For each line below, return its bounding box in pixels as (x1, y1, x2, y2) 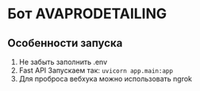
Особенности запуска (7, 36, 123, 50)
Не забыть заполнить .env (18, 57, 108, 66)
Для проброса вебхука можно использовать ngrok (18, 74, 192, 83)
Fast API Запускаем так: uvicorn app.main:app (18, 66, 174, 75)
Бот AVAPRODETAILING (7, 5, 167, 23)
